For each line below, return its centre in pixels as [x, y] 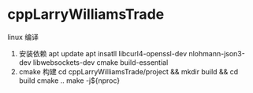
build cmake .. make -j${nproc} [69, 80]
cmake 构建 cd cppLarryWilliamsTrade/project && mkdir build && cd [128, 71]
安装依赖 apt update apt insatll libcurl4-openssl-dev [103, 53]
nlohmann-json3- [216, 53]
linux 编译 [23, 37]
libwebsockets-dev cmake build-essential [101, 62]
